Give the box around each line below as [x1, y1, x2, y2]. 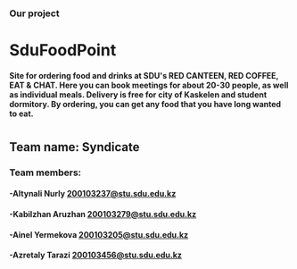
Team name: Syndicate [9, 139, 140, 155]
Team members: [9, 166, 82, 179]
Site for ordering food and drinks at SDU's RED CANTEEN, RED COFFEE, [9, 70, 279, 80]
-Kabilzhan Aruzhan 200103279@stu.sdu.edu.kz [9, 209, 197, 219]
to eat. [9, 108, 34, 119]
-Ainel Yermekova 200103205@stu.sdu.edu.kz [9, 229, 189, 240]
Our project [9, 7, 60, 20]
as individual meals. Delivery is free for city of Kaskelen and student [9, 88, 268, 100]
